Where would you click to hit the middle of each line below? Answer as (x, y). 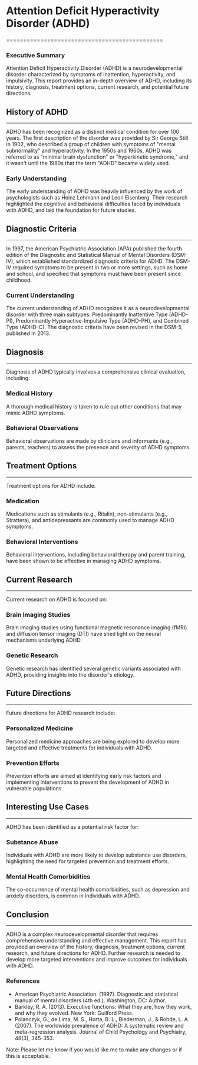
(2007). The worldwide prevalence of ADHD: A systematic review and (99, 1025)
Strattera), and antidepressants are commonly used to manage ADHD (90, 520)
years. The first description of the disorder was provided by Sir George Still (97, 138)
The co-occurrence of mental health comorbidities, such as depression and (98, 890)
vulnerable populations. (35, 789)
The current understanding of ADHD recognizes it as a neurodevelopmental (98, 308)
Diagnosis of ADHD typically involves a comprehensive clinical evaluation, (96, 372)
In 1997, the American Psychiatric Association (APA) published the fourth (94, 249)
